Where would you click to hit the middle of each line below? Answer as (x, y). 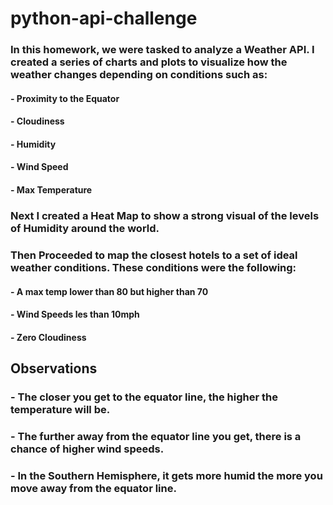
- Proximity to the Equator (65, 98)
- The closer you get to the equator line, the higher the (144, 397)
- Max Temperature (51, 190)
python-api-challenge (104, 18)
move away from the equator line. (93, 488)
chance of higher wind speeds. (87, 449)
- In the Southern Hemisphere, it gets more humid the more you (166, 475)
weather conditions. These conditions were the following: (153, 267)
